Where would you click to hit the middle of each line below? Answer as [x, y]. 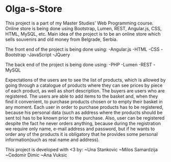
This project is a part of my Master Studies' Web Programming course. [79, 23]
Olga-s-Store [34, 9]
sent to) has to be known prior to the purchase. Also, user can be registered [85, 118]
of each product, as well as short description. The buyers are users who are [85, 90]
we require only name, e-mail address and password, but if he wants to [80, 129]
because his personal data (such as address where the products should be [84, 112]
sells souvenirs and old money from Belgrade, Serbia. [62, 39]
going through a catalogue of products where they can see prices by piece [84, 85]
